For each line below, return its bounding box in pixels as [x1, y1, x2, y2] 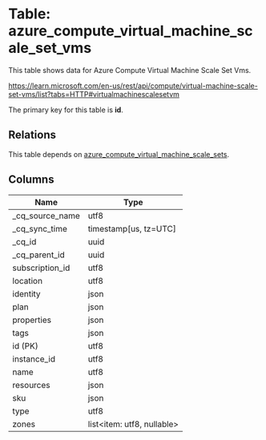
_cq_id [12, 236, 37, 247]
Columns [8, 173, 54, 187]
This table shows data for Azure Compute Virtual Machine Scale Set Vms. [8, 65, 252, 75]
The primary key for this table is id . [8, 105, 124, 115]
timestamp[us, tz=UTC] [87, 223, 176, 234]
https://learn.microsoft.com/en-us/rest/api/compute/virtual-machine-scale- [8, 81, 258, 91]
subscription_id [12, 262, 71, 273]
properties [12, 314, 52, 325]
